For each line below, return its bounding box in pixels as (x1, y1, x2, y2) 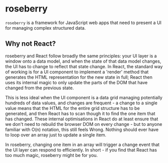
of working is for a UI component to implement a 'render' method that (5, 69, 149, 75)
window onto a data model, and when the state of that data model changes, (5, 58, 161, 64)
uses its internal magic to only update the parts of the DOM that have (5, 79, 148, 85)
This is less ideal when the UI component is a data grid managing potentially (5, 94, 163, 100)
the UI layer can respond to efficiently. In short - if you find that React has (5, 146, 157, 153)
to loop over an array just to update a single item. (5, 131, 107, 138)
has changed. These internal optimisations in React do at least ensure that (5, 116, 158, 122)
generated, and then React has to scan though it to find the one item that (5, 110, 155, 116)
